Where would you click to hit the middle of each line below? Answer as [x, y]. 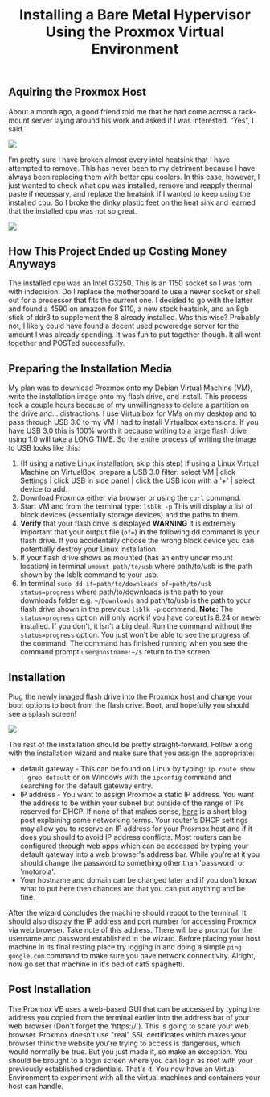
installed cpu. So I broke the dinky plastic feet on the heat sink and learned [132, 202]
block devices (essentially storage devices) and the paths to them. [130, 515]
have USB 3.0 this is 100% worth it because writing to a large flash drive [128, 431]
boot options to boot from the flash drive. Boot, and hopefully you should [129, 705]
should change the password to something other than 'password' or [132, 863]
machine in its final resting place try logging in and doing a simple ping [125, 947]
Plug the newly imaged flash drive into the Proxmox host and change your [131, 697]
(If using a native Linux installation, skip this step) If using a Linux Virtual [139, 463]
